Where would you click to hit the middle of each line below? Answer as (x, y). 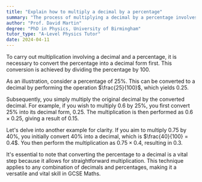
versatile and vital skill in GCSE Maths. (54, 174)
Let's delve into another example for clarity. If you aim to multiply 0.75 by (96, 130)
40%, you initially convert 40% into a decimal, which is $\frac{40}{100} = (97, 136)
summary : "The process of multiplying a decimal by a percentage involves (102, 17)
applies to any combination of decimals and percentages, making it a (91, 167)
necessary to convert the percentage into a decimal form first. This (89, 63)
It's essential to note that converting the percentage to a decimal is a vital (97, 154)
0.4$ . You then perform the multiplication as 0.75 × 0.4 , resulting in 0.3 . (95, 143)
